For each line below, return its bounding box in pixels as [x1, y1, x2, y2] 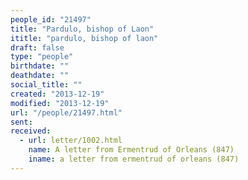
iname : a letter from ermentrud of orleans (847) [28, 154, 240, 164]
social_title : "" [10, 80, 83, 90]
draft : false [10, 42, 65, 53]
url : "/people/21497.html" [10, 107, 123, 118]
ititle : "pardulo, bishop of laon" [10, 33, 159, 43]
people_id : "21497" [10, 14, 92, 25]
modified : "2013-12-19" [10, 98, 110, 108]
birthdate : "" [10, 61, 70, 71]
